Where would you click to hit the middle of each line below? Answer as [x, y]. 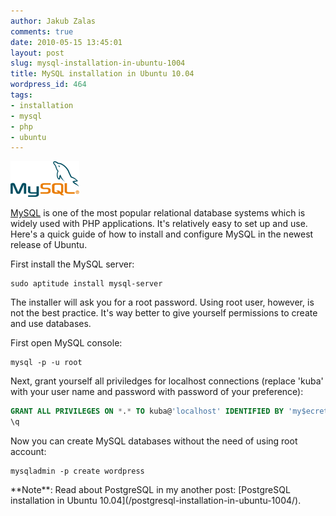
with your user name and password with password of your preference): [157, 392]
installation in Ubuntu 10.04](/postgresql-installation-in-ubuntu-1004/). [156, 500]
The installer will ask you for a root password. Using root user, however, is [162, 302]
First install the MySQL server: [72, 264]
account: [28, 451]
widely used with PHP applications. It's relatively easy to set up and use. [159, 224]
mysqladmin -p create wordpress [77, 471]
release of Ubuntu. [49, 245]
